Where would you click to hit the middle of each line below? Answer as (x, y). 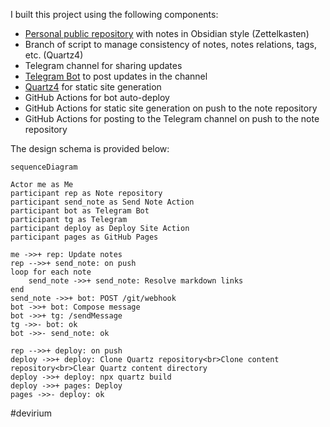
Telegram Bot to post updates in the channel (116, 76)
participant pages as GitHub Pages (84, 237)
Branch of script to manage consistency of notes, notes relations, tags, (171, 44)
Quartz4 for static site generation (93, 87)
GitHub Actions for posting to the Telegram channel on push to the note (172, 118)
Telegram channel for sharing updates (103, 65)
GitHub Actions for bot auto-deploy (97, 97)
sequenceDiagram (44, 167)
